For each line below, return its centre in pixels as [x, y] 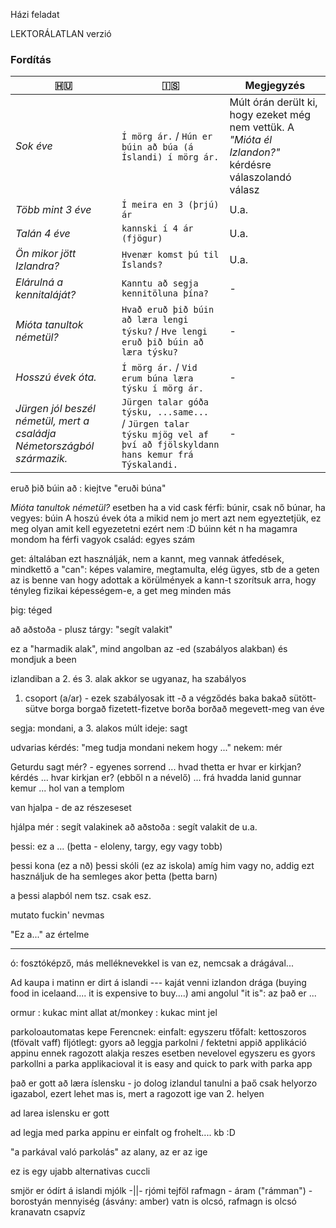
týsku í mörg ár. [162, 388]
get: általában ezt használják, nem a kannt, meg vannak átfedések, [147, 559]
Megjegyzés [275, 86]
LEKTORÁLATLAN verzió [61, 33]
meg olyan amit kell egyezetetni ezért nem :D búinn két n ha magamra [154, 529]
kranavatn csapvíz [48, 1212]
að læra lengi [155, 320]
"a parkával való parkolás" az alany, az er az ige [109, 1152]
